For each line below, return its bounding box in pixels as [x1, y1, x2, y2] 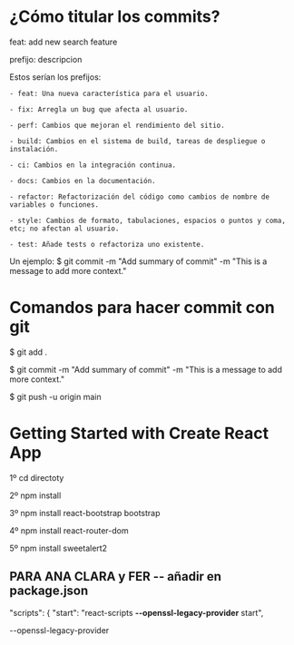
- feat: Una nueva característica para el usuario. [9, 89, 209, 98]
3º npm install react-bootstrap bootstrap [9, 507, 161, 518]
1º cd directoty [9, 472, 64, 483]
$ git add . [9, 347, 48, 357]
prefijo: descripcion [9, 54, 83, 64]
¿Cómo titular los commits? [9, 6, 220, 27]
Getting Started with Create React [9, 424, 269, 444]
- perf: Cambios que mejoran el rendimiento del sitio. [9, 121, 225, 130]
